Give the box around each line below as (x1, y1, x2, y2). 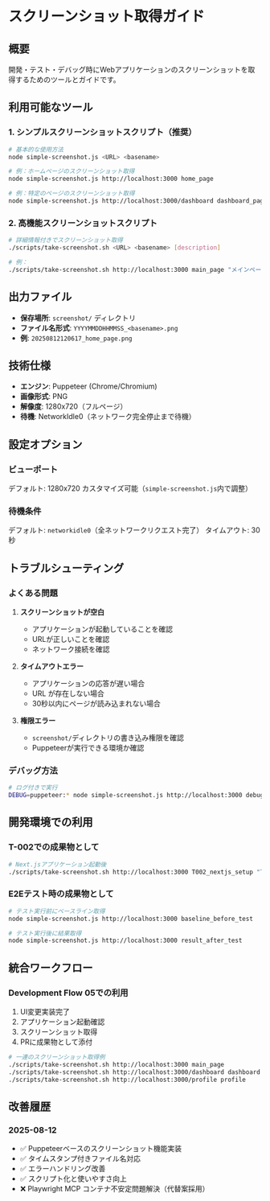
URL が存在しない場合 (31, 689, 104, 698)
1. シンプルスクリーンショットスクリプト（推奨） (8, 126, 197, 138)
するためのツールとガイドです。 (14, 75, 121, 84)
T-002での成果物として (8, 841, 100, 853)
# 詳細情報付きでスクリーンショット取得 (8, 236, 123, 245)
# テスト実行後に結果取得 (8, 929, 82, 937)
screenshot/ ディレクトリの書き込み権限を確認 (31, 733, 185, 742)
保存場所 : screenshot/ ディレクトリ (19, 313, 137, 323)
